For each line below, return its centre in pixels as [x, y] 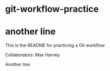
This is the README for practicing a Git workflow [55, 45]
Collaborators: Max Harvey [33, 55]
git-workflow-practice [52, 9]
